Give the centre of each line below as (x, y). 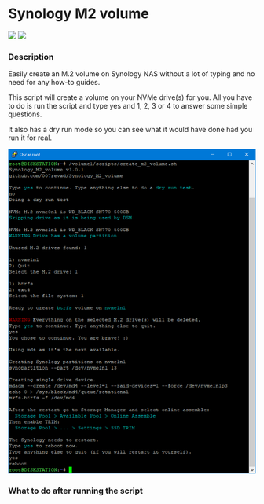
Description (31, 57)
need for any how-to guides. (54, 83)
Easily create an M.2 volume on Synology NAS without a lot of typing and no (132, 74)
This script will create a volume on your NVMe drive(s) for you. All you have (130, 97)
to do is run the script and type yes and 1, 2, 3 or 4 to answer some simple (128, 106)
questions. (25, 114)
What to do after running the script (76, 491)
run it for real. (30, 138)
